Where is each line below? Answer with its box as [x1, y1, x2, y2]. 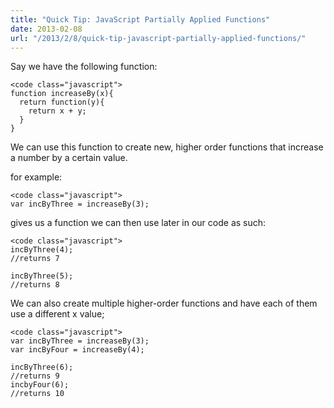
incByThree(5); [10, 271, 74, 281]
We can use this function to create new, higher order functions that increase [10, 141, 324, 153]
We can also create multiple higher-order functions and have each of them [10, 297, 318, 310]
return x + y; [28, 106, 87, 116]
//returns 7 [10, 254, 60, 264]
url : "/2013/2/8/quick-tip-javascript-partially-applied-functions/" [10, 33, 307, 43]
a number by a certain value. [10, 152, 128, 164]
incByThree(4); [10, 245, 74, 255]
